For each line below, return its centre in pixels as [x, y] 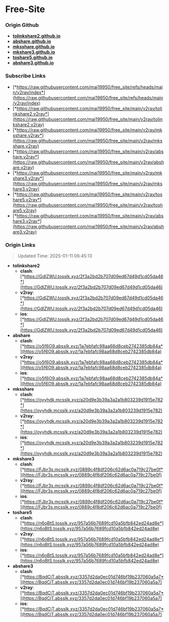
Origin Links [20, 245]
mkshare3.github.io [34, 52]
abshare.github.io [32, 41]
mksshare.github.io [34, 47]
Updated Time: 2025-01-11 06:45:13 [55, 256]
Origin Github [22, 25]
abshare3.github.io [33, 63]
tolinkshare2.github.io [36, 36]
